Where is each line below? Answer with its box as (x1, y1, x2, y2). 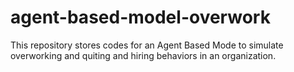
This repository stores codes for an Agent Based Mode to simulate (10, 39, 284, 51)
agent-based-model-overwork (10, 6, 271, 29)
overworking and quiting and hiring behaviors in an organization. (10, 49, 277, 61)
